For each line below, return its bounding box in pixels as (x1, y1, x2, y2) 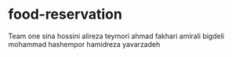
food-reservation (8, 5, 123, 23)
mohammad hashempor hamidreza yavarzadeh (8, 39, 161, 48)
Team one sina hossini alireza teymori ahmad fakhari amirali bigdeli (8, 31, 225, 41)
